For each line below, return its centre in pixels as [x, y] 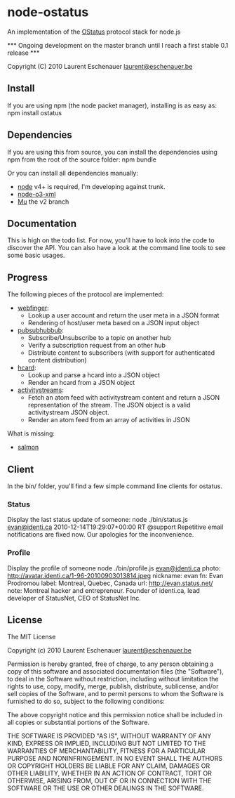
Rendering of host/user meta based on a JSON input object [114, 323]
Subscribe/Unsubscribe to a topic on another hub [99, 338]
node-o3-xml [36, 194]
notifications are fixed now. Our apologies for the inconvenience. [101, 535]
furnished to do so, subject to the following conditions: [86, 701]
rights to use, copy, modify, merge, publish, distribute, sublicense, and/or [113, 686]
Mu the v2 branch [43, 202]
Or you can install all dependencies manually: [73, 173]
